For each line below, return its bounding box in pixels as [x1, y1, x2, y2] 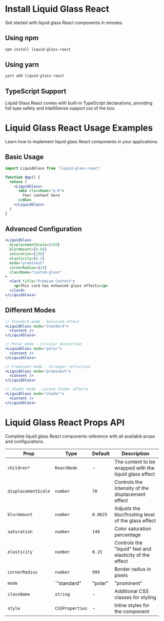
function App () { [5, 175, 41, 180]
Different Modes [5, 306, 56, 314]
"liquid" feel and [114, 545, 151, 552]
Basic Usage [5, 153, 44, 161]
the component [114, 608, 150, 615]
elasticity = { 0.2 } [9, 256, 45, 261]
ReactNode [55, 465, 78, 470]
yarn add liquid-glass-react [5, 74, 64, 78]
